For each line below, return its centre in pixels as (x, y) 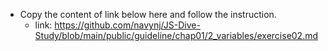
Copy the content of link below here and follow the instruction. (148, 14)
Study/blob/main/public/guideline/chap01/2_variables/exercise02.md (176, 35)
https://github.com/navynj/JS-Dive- (127, 25)
